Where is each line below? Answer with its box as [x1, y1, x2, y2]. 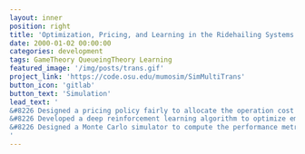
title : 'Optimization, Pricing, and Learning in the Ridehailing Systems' [9, 30, 299, 39]
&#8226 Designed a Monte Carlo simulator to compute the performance [9, 123, 279, 132]
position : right [9, 22, 71, 31]
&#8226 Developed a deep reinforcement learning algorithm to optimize [9, 114, 286, 123]
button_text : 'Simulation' [9, 89, 112, 98]
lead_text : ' [9, 97, 59, 107]
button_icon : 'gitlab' [9, 81, 95, 90]
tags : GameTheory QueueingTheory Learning [9, 55, 172, 64]
